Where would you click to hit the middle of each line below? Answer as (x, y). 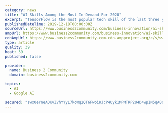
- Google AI (22, 93)
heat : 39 (14, 52)
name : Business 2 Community (39, 70)
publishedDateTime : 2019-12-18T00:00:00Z (49, 24)
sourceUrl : (16, 29)
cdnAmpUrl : (16, 38)
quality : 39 (17, 47)
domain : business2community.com (43, 75)
